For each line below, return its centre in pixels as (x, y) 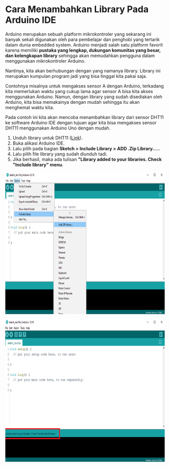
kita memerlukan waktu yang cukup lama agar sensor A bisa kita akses (79, 91)
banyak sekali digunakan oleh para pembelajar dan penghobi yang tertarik (83, 39)
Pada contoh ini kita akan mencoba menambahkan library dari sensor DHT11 (84, 117)
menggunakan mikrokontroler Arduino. (46, 61)
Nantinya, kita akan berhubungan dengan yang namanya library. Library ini (83, 71)
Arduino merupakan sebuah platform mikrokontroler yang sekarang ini (78, 34)
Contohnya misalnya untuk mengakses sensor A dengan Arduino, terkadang (84, 86)
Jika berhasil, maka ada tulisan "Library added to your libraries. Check (87, 159)
